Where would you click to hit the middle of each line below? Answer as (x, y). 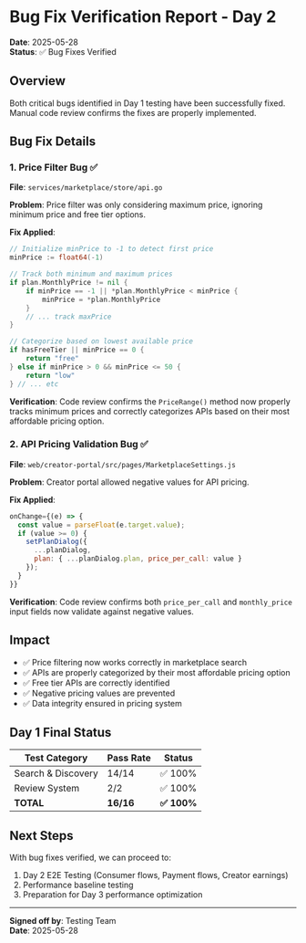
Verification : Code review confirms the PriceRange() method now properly (150, 401)
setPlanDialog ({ (57, 542)
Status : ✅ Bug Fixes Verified (63, 51)
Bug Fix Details (53, 142)
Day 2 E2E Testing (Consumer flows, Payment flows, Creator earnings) (155, 875)
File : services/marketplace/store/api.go (86, 187)
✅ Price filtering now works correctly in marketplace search (135, 662)
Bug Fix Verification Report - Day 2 (143, 17)
